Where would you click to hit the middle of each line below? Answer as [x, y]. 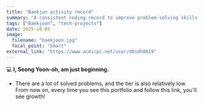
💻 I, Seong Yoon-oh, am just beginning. [58, 69]
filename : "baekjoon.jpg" [45, 40]
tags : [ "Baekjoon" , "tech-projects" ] [54, 23]
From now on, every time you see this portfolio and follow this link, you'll [106, 90]
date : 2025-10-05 [28, 29]
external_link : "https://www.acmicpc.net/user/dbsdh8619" [81, 52]
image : [15, 35]
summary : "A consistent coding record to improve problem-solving [92, 18]
